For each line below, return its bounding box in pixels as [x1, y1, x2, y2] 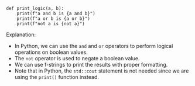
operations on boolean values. [14, 49, 88, 56]
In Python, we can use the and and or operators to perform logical [14, 43, 173, 49]
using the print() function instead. [14, 74, 100, 80]
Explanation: [6, 31, 36, 38]
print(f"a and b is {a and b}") [16, 11, 95, 16]
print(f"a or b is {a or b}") [16, 16, 91, 22]
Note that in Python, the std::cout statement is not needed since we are [14, 67, 189, 74]
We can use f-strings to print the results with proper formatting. [14, 61, 168, 68]
